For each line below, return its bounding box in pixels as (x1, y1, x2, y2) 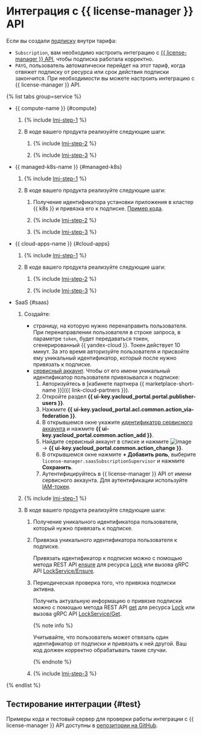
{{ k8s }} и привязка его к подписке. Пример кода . (33, 205, 163, 212)
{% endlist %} (6, 681, 41, 688)
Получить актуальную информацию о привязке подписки (33, 597, 182, 604)
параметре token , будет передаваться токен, (33, 335, 150, 342)
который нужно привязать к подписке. (33, 524, 133, 532)
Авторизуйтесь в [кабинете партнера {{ (42, 380, 145, 387)
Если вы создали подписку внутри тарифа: (6, 37, 117, 44)
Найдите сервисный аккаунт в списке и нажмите (42, 438, 169, 445)
